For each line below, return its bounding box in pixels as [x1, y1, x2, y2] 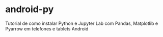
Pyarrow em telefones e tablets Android [5, 25, 89, 31]
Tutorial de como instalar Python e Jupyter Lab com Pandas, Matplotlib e [5, 20, 158, 26]
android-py [5, 4, 54, 15]
